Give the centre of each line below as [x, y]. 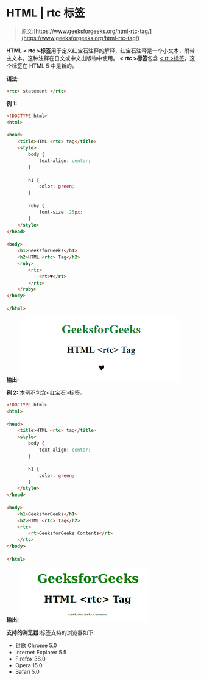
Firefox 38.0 [30, 659]
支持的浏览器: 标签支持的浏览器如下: [51, 632]
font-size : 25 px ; [61, 212]
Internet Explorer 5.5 [41, 652]
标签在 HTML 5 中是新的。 [44, 66]
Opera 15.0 [29, 665]
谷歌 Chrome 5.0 [36, 645]
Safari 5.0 [27, 671]
